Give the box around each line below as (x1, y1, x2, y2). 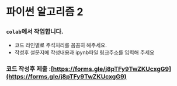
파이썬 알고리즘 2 (6, 5, 84, 19)
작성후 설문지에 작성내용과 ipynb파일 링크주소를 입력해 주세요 (14, 49, 155, 56)
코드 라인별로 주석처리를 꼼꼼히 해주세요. (14, 42, 107, 49)
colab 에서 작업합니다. (6, 27, 64, 35)
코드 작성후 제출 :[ (6, 65, 54, 73)
